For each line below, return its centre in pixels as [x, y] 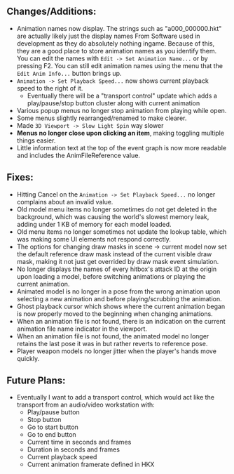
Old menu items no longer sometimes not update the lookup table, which [122, 232]
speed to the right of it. [50, 88]
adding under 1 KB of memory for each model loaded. [94, 224]
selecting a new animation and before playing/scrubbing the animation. [119, 298]
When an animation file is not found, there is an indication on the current [121, 321]
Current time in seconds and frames [79, 442]
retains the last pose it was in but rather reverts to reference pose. [112, 343]
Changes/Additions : [51, 12]
